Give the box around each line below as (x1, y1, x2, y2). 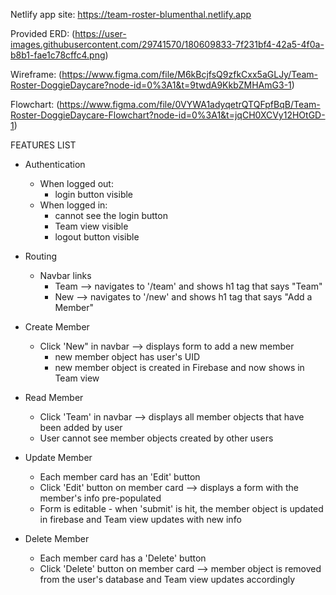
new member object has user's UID (54, 351, 201, 363)
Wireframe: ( (10, 69, 63, 80)
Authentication (24, 159, 86, 170)
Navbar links (39, 270, 92, 281)
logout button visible (54, 231, 140, 243)
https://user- (74, 28, 127, 39)
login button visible (54, 189, 134, 200)
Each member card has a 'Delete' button (39, 552, 207, 564)
